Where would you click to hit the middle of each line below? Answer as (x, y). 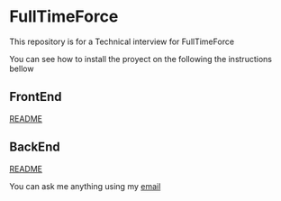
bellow (22, 69)
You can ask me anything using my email (85, 186)
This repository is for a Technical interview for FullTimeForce (122, 41)
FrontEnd (36, 97)
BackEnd (35, 147)
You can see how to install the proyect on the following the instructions (141, 59)
